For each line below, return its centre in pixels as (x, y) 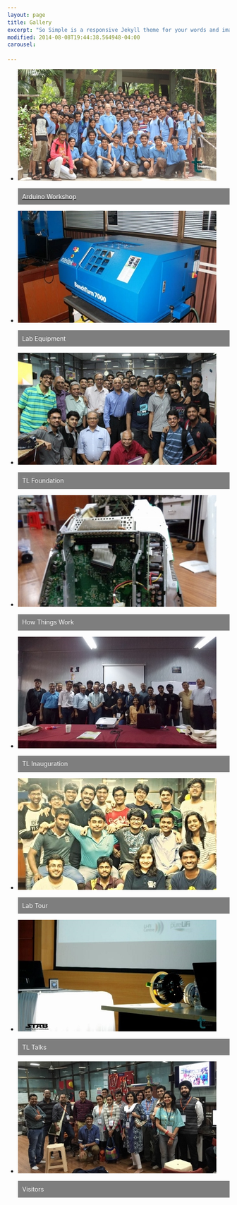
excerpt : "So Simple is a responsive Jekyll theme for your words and (113, 30)
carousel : (22, 45)
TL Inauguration (45, 764)
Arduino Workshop (49, 196)
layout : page (26, 15)
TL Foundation (43, 480)
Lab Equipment (44, 338)
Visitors (33, 1189)
